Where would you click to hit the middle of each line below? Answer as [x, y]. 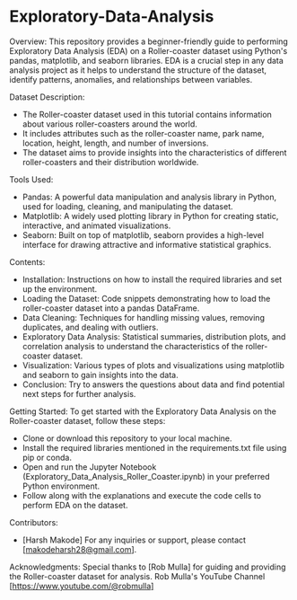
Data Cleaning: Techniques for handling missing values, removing [143, 317]
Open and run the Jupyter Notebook [89, 467]
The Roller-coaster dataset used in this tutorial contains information [147, 114]
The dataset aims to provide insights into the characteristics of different [154, 152]
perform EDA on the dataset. [75, 505]
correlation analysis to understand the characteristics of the [133, 346]
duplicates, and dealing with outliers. [90, 327]
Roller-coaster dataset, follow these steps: [87, 420]
